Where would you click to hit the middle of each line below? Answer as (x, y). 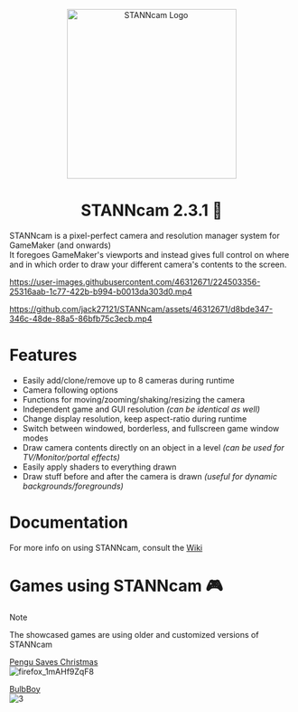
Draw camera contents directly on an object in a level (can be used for (153, 447)
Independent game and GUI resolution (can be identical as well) (141, 409)
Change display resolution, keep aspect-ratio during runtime (135, 418)
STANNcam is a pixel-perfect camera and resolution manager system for (144, 235)
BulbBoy (25, 688)
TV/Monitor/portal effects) (71, 457)
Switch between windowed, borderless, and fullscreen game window (151, 428)
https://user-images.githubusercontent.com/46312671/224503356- (135, 281)
